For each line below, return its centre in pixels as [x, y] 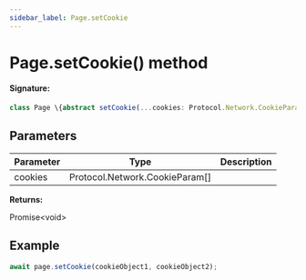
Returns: [26, 199]
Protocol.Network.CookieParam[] [140, 176]
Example [35, 246]
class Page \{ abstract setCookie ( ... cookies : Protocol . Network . [134, 108]
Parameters [43, 136]
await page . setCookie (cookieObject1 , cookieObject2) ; [114, 266]
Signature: [30, 88]
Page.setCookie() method [109, 62]
